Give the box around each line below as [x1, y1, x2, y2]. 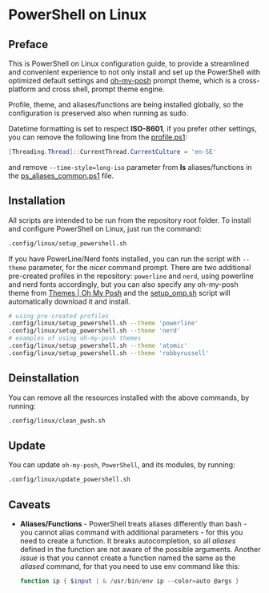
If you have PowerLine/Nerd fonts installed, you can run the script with [8, 254, 241, 264]
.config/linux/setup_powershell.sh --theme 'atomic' [8, 342, 188, 350]
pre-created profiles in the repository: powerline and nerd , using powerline [8, 271, 254, 280]
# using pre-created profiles [8, 312, 110, 320]
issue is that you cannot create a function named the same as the [19, 553, 236, 563]
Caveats [8, 498, 50, 511]
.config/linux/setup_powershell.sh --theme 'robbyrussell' [8, 349, 210, 357]
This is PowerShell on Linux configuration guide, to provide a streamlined [8, 58, 250, 68]
